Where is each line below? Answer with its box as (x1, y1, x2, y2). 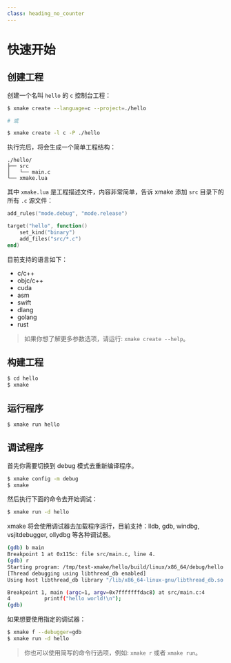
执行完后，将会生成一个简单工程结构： (7, 143, 116, 152)
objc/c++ (17, 276, 43, 285)
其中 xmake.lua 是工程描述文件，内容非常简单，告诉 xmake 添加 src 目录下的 (7, 187, 224, 196)
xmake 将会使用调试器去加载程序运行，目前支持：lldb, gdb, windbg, (7, 522, 200, 531)
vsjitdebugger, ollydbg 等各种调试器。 (7, 531, 115, 539)
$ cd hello (7, 375, 39, 382)
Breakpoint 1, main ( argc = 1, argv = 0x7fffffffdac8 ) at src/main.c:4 (7, 589, 205, 596)
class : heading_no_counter (7, 10, 85, 17)
